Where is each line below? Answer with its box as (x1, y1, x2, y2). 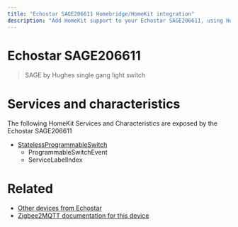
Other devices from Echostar (17, 204, 103, 213)
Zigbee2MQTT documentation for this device (17, 211, 149, 220)
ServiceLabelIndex (28, 155, 83, 164)
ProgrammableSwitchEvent (28, 148, 108, 157)
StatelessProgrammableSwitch (17, 140, 108, 149)
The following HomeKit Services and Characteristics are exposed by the (7, 119, 218, 128)
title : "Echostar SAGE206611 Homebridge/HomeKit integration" (7, 10, 195, 18)
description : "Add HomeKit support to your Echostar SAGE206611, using (7, 17, 223, 24)
